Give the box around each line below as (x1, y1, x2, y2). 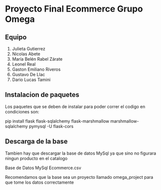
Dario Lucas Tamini (12, 77, 51, 82)
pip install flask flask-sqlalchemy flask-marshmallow (5, 118, 110, 124)
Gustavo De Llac (12, 72, 45, 77)
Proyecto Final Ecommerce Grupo (5, 3, 143, 15)
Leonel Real (12, 62, 36, 67)
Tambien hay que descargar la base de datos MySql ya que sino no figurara (5, 150, 157, 156)
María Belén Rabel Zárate (12, 56, 63, 62)
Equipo (5, 33, 27, 41)
